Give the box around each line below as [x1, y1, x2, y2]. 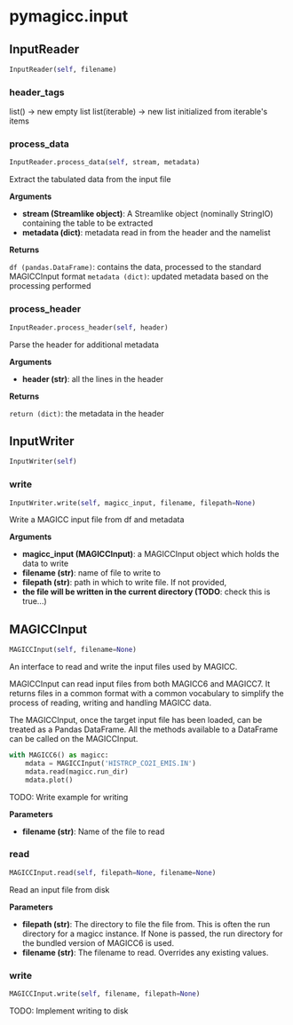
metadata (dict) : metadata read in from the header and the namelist [21, 227, 271, 238]
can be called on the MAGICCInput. [9, 734, 139, 744]
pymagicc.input [9, 6, 129, 27]
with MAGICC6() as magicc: [9, 751, 109, 760]
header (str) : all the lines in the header [21, 373, 164, 384]
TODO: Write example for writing [9, 791, 129, 802]
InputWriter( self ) [9, 457, 77, 466]
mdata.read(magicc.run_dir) [25, 767, 129, 776]
